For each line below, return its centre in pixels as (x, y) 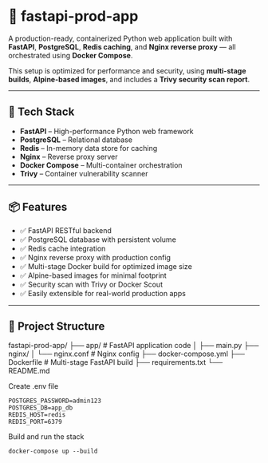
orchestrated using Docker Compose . (71, 55)
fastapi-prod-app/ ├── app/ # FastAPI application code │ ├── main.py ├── (134, 346)
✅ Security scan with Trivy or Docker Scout (91, 284)
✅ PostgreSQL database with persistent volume (98, 239)
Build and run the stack (46, 437)
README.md (29, 371)
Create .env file (33, 386)
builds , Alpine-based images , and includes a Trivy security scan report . (129, 79)
